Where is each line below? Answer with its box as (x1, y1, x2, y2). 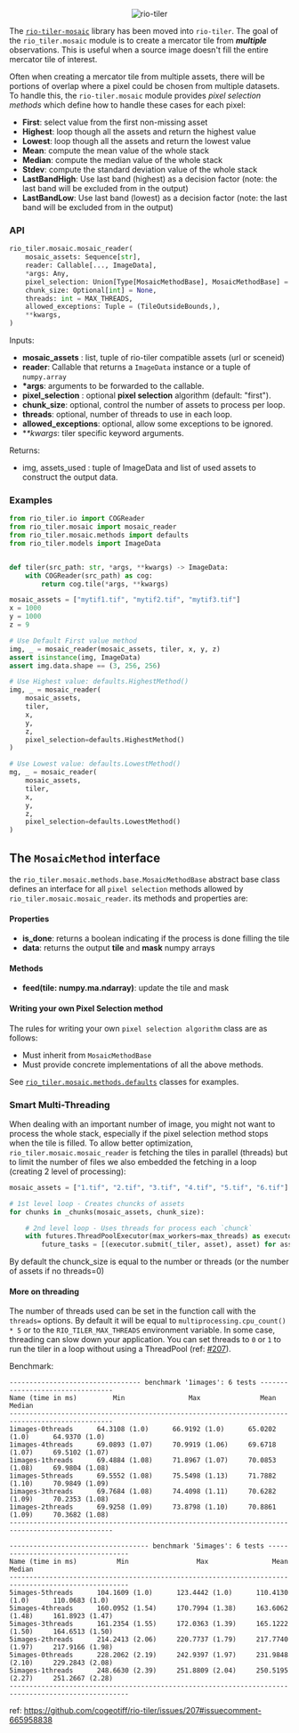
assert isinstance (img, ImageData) (9, 652, 141, 662)
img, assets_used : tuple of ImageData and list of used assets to (21, 463, 256, 474)
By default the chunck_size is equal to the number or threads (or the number (9, 1256, 289, 1267)
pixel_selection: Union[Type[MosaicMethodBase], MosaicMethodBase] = (25, 277, 289, 287)
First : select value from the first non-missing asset (21, 117, 208, 127)
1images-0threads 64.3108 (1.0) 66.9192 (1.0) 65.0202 (9, 1425, 277, 1434)
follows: (9, 1033, 38, 1043)
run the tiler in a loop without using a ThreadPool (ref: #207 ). (9, 1344, 231, 1355)
